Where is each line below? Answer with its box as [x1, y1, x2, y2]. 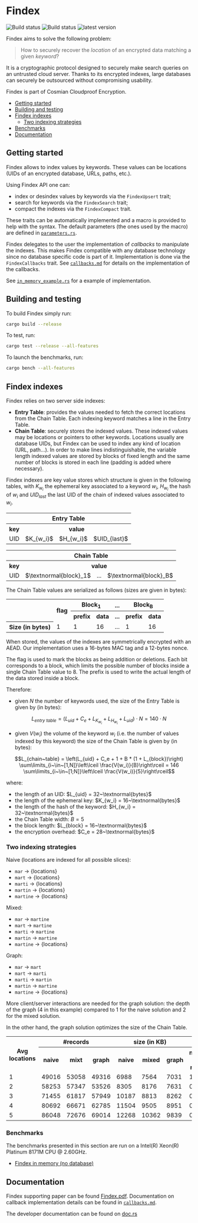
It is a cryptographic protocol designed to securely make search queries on [6, 64, 189, 71]
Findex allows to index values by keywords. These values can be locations [6, 163, 187, 170]
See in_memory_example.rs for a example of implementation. [6, 277, 151, 284]
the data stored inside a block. [6, 674, 80, 681]
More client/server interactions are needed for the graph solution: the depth [6, 1000, 190, 1007]
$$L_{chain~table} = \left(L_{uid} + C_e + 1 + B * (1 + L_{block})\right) [14, 755, 184, 762]
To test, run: [6, 332, 35, 339]
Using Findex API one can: [6, 181, 71, 188]
